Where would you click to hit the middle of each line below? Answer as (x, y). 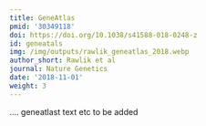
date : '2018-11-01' (46, 78)
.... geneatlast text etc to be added (74, 111)
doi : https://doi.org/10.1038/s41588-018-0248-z (103, 35)
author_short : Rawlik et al (63, 60)
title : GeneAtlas (42, 18)
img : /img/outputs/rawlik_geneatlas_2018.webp (99, 52)
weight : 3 (28, 86)
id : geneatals (36, 43)
